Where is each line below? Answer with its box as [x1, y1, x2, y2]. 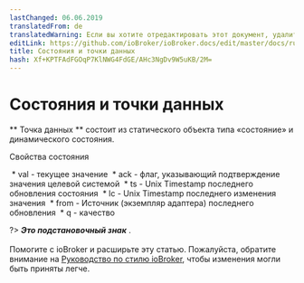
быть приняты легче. [9, 263, 90, 274]
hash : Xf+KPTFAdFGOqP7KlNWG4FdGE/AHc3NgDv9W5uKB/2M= [9, 55, 213, 64]
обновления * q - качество [9, 207, 116, 218]
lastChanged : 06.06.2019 [9, 13, 103, 23]
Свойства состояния [9, 151, 90, 162]
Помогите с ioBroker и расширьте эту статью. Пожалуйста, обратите [9, 243, 277, 254]
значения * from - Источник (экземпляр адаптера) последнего [9, 197, 255, 208]
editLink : [9, 38, 47, 48]
